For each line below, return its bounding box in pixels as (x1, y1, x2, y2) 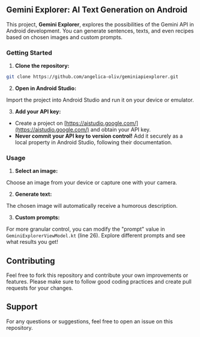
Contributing (6, 255, 55, 266)
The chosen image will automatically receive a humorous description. (6, 202, 178, 210)
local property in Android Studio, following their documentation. (14, 138, 172, 146)
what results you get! (6, 238, 58, 246)
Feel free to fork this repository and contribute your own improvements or (6, 272, 189, 279)
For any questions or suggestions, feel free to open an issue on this (6, 318, 173, 325)
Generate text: (14, 190, 52, 198)
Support (6, 302, 38, 312)
